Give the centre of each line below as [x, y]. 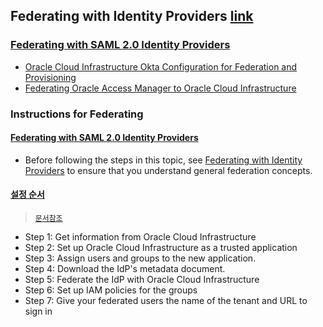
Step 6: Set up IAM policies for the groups [111, 290]
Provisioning [50, 77]
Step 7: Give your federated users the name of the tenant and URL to [166, 301]
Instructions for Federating [77, 114]
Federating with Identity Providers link [132, 16]
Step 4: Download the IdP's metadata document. [125, 269]
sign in [38, 311]
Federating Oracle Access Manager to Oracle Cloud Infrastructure [160, 88]
